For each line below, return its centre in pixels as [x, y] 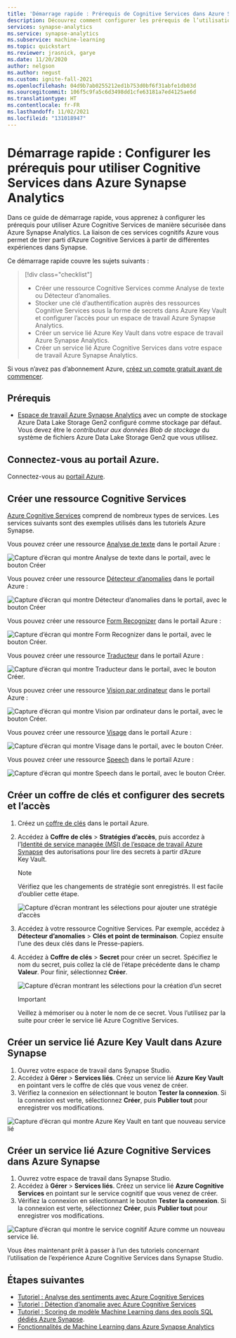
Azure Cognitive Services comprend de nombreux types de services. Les [113, 516]
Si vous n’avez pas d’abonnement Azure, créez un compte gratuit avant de [115, 369]
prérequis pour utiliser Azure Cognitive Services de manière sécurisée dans [117, 225]
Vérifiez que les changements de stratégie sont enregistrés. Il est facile [120, 886]
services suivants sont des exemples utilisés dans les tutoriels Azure [106, 523]
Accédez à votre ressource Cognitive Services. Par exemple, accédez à [121, 929]
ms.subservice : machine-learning [56, 40]
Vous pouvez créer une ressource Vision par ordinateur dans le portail [109, 690]
